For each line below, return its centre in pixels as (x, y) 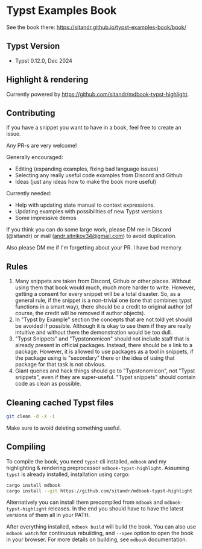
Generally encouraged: (35, 157)
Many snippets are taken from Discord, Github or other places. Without (103, 281)
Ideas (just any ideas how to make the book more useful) (86, 182)
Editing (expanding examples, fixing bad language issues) (87, 169)
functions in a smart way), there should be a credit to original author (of (104, 307)
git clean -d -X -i (31, 416)
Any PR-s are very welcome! (42, 146)
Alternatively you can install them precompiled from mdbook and (85, 502)
